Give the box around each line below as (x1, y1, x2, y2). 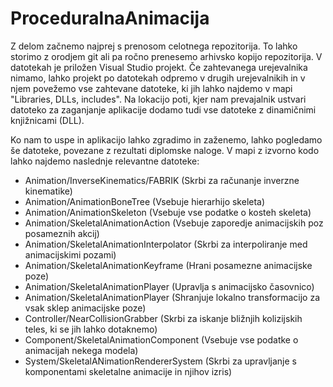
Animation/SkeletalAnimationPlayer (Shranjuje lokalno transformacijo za (24, 291, 321, 303)
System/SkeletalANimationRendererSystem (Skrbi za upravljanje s (24, 355, 297, 367)
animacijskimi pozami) (24, 248, 117, 261)
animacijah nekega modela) (24, 344, 139, 356)
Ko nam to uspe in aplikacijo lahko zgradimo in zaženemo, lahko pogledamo (10, 133, 323, 146)
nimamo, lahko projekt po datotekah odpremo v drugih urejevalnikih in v (10, 72, 306, 84)
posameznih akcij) (24, 227, 100, 239)
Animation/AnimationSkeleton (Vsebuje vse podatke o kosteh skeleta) (24, 206, 312, 218)
